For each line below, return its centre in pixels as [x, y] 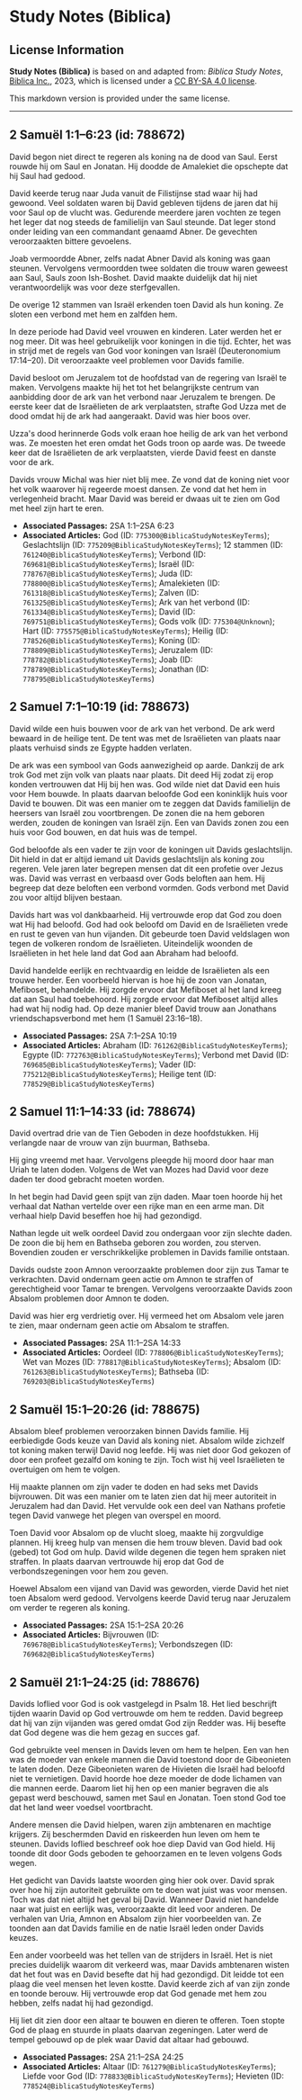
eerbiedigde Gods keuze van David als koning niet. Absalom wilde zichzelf [147, 1440]
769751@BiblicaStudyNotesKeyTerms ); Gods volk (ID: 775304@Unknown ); [149, 621]
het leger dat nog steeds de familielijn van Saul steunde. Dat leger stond [142, 221]
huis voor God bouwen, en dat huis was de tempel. [103, 832]
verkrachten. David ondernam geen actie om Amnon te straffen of [131, 1279]
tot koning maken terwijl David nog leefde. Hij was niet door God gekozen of [150, 1450]
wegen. [23, 1863]
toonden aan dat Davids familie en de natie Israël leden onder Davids [137, 1928]
